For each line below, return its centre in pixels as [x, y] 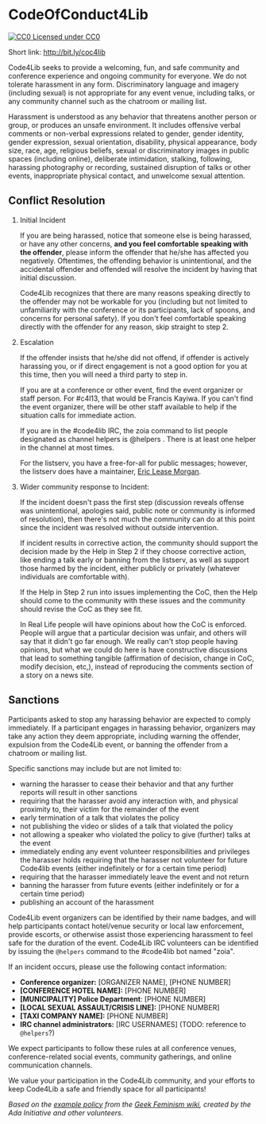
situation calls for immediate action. [78, 415]
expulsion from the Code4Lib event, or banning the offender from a [118, 744]
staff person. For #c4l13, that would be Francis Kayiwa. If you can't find [136, 398]
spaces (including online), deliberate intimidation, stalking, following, [120, 159]
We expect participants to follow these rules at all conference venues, [122, 1048]
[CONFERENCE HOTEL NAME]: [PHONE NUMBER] [103, 990]
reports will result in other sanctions [78, 792]
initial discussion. [48, 277]
